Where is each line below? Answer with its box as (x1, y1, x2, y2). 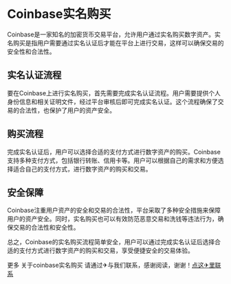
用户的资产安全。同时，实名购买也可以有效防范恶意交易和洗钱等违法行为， (7, 215, 218, 223)
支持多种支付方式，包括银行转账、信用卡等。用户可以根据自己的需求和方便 (7, 156, 218, 165)
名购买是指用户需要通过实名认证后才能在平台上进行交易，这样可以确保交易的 (7, 38, 224, 47)
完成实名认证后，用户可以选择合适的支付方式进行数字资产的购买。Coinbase (7, 147, 221, 156)
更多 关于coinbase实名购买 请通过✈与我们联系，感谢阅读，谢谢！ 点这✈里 (7, 261, 215, 270)
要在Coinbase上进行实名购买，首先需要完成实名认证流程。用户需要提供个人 (7, 88, 221, 97)
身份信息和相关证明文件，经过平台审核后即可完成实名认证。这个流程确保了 (7, 97, 218, 106)
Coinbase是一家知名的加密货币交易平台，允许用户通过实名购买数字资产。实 (7, 30, 221, 38)
